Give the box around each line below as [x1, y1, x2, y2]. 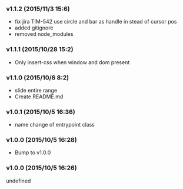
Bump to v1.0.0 [14, 149, 51, 156]
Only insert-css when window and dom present [14, 58, 130, 66]
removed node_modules [14, 31, 74, 38]
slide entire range [14, 87, 58, 94]
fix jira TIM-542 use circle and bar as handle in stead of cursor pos [14, 18, 177, 25]
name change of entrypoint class [14, 121, 95, 128]
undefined [6, 177, 31, 184]
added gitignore [14, 24, 54, 31]
